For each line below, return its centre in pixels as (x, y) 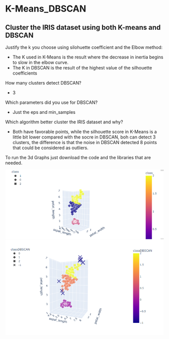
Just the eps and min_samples (44, 112)
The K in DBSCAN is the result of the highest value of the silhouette (82, 68)
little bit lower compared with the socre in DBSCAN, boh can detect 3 (84, 137)
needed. (14, 163)
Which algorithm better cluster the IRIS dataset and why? (64, 122)
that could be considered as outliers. (51, 148)
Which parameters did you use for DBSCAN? (52, 102)
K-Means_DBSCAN (46, 9)
